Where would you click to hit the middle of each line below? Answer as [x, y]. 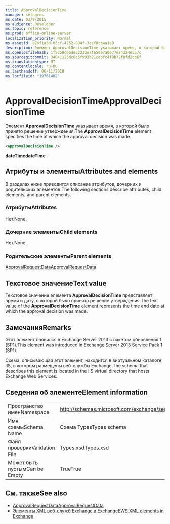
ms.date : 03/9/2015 [26, 19]
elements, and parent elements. [38, 195]
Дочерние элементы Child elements [51, 232]
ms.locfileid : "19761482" [32, 76]
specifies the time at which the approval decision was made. [68, 136]
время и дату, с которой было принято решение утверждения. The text [82, 301]
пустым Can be [26, 469]
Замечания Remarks [38, 327]
